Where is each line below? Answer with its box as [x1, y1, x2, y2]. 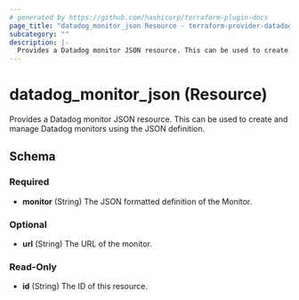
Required [9, 175, 50, 188]
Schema [9, 149, 56, 165]
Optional [9, 218, 47, 231]
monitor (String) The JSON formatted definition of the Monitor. [21, 196, 253, 207]
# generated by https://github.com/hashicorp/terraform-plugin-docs [9, 12, 269, 22]
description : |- [9, 37, 69, 47]
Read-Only [9, 260, 58, 272]
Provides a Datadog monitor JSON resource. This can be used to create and [9, 114, 288, 125]
